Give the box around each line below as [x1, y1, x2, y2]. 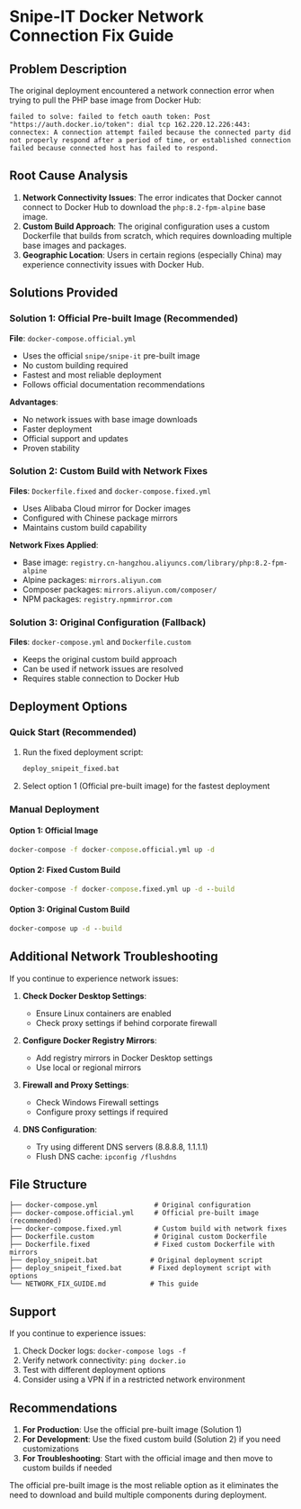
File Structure [9, 1177, 87, 1193]
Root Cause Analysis [9, 168, 128, 184]
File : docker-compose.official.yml [9, 332, 137, 343]
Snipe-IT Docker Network [9, 6, 204, 27]
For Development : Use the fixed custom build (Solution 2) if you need [22, 1434, 281, 1445]
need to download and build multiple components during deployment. [9, 1489, 268, 1501]
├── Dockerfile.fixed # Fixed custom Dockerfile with [9, 1241, 276, 1250]
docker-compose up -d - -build [9, 923, 123, 933]
